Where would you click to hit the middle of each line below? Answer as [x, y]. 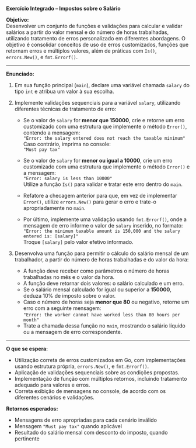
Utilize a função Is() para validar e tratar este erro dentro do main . [103, 184]
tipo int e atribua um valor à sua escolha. [64, 91]
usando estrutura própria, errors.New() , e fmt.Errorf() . [82, 366]
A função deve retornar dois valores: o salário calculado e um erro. [104, 283]
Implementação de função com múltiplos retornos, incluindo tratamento [101, 379]
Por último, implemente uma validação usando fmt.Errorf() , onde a [105, 219]
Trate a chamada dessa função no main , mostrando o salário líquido [104, 326]
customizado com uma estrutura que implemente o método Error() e [106, 167]
